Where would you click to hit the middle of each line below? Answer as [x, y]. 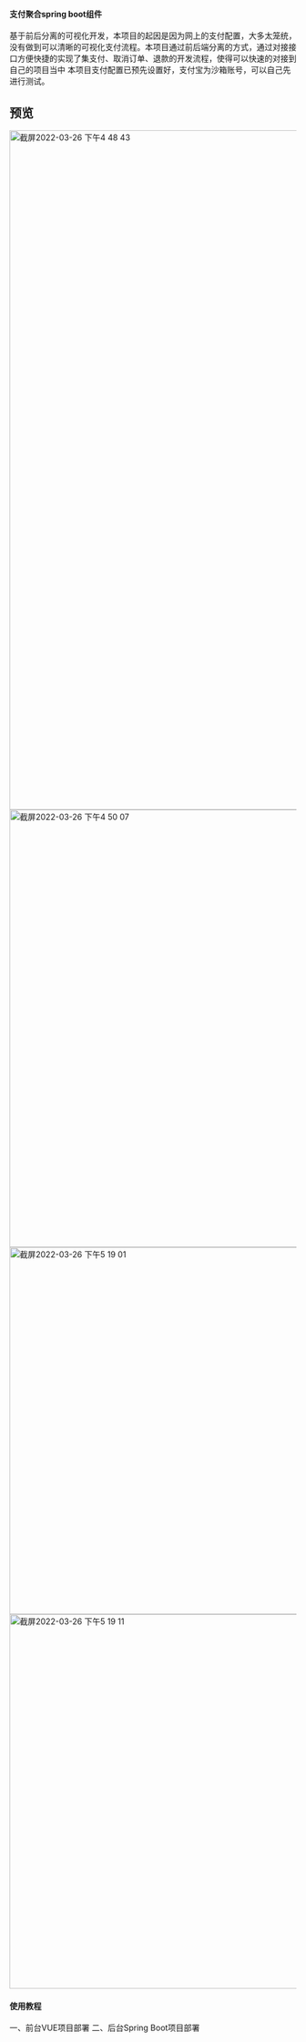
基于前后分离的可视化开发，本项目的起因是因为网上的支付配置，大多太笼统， [153, 36]
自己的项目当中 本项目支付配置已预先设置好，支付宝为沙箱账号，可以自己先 [150, 70]
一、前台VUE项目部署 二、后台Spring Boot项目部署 [105, 2028]
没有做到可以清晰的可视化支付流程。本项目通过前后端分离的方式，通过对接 [149, 47]
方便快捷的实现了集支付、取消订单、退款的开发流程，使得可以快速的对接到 [157, 58]
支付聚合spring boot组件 [56, 14]
